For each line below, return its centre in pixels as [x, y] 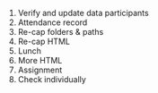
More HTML [40, 60]
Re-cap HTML [44, 41]
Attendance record [53, 22]
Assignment [40, 70]
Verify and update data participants [83, 13]
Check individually [52, 79]
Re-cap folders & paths [61, 32]
